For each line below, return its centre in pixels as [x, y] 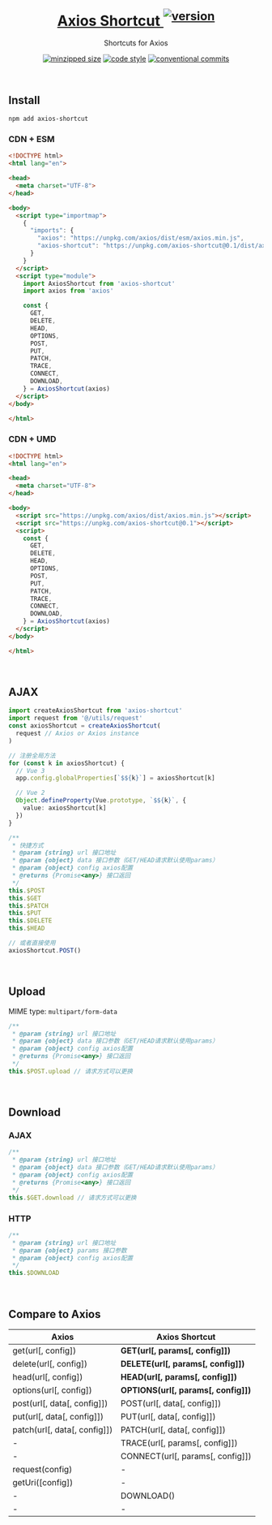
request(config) [42, 1469]
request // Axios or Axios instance [77, 734]
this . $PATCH [28, 905]
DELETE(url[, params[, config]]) [183, 1363]
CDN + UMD [32, 439]
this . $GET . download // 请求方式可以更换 [72, 1198]
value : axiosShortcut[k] [65, 808]
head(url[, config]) [48, 1376]
